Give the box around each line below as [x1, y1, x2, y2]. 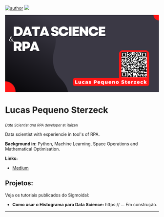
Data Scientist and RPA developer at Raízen [5, 123, 78, 128]
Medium [12, 165, 29, 171]
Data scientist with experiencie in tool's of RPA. [5, 131, 100, 137]
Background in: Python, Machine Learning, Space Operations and [5, 141, 138, 147]
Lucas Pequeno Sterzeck [5, 105, 108, 116]
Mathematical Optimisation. [5, 146, 60, 152]
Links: [5, 155, 18, 161]
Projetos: [5, 179, 33, 188]
